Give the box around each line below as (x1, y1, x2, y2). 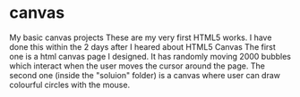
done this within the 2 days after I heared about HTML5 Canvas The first (9, 41, 276, 52)
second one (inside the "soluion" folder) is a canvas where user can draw (9, 69, 280, 80)
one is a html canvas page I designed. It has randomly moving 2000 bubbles (9, 51, 292, 61)
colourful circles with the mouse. (9, 79, 131, 90)
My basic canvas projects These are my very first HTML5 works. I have (9, 32, 272, 43)
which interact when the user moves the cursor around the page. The (9, 61, 266, 71)
